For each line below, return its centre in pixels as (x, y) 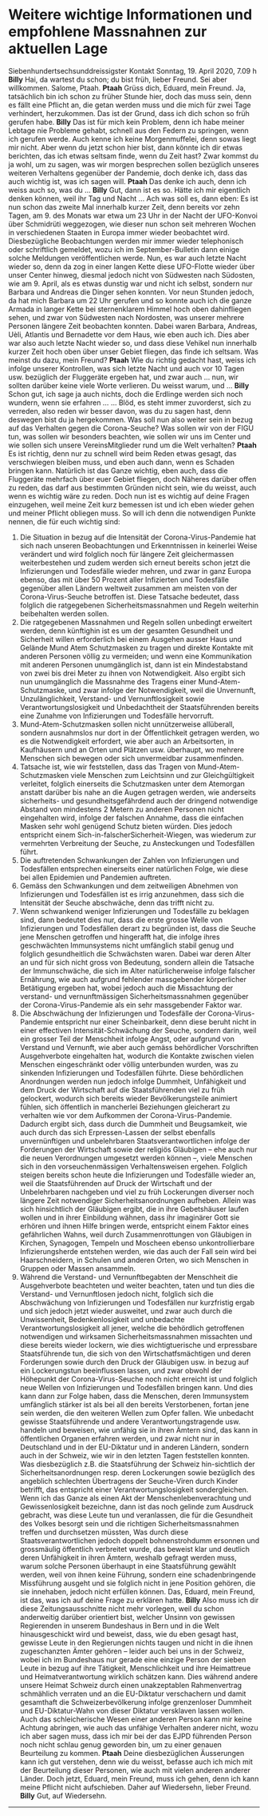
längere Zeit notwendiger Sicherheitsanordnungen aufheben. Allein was (138, 1200)
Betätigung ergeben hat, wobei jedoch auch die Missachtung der (126, 988)
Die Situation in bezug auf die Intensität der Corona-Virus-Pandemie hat (138, 537)
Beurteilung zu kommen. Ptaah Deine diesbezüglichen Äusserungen (132, 1753)
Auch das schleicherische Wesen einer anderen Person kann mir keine (136, 1719)
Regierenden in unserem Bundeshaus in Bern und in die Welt (119, 1626)
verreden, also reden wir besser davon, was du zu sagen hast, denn (120, 411)
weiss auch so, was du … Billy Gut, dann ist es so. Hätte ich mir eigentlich (130, 190)
